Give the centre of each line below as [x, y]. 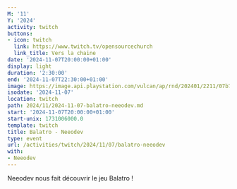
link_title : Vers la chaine [55, 54]
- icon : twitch [30, 40]
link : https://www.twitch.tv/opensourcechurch [83, 47]
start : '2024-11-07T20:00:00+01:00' [61, 112]
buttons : [20, 33]
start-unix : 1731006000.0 [45, 118]
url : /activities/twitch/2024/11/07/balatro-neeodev [86, 145]
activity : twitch [33, 27]
